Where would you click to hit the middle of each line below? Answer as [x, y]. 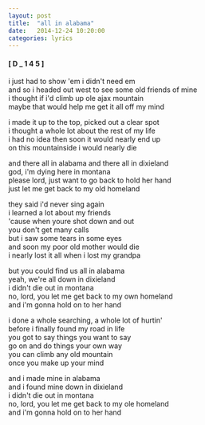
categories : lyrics [41, 38]
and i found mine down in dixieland [66, 387]
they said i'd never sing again [57, 204]
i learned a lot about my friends [60, 213]
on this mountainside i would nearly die [73, 148]
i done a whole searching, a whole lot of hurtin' [85, 320]
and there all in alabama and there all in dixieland [89, 163]
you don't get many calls [49, 230]
